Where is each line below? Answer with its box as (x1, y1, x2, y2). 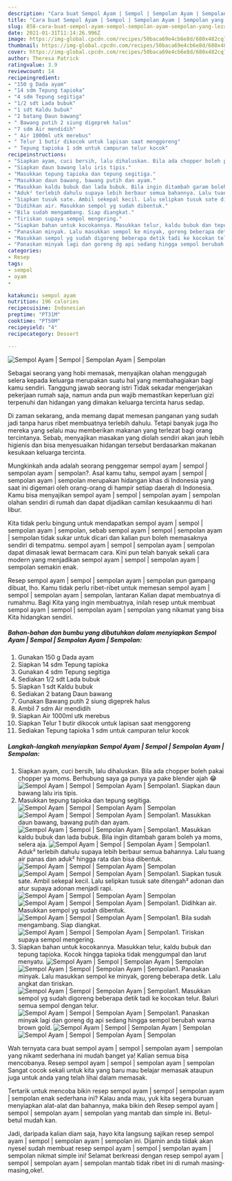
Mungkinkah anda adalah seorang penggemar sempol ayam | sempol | (8, 462, 208, 470)
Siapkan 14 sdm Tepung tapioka (17, 660, 109, 669)
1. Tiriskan (175, 929, 204, 937)
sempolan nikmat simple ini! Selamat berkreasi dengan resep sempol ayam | (8, 1151, 224, 1160)
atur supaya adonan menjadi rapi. (17, 884, 113, 893)
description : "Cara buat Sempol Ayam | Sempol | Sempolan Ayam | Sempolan (8, 10, 227, 17)
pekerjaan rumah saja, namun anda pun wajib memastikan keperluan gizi (8, 390, 214, 399)
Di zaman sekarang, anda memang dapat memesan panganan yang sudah (8, 411, 219, 419)
